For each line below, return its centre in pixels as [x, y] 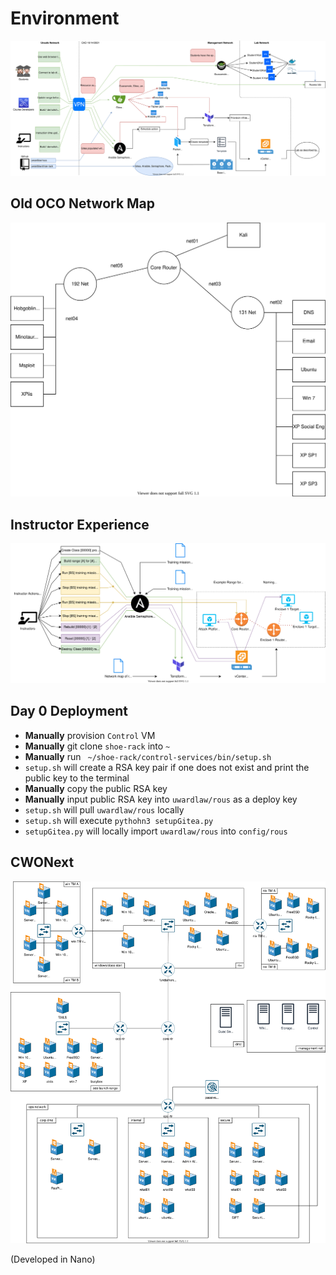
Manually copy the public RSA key [96, 788]
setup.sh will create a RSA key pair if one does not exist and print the [167, 767]
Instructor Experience [80, 524]
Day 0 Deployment [69, 711]
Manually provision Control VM [90, 735]
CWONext [42, 862]
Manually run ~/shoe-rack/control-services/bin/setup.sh [148, 756]
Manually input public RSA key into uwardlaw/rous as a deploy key [161, 799]
